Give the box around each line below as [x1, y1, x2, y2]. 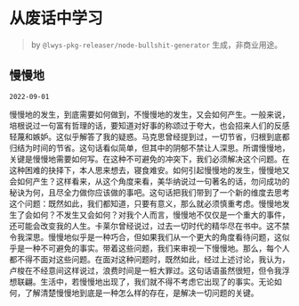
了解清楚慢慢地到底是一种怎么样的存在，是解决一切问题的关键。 [24, 287, 259, 298]
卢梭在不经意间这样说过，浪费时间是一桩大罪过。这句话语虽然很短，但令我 [9, 265, 282, 276]
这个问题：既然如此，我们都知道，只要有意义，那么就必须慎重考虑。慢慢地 [9, 198, 282, 209]
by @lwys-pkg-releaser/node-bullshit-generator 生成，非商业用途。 [30, 39, 283, 50]
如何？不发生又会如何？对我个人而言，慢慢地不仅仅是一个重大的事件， [32, 209, 290, 219]
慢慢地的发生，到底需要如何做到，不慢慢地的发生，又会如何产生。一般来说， [9, 109, 290, 120]
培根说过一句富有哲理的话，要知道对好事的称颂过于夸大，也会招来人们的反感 [9, 120, 290, 130]
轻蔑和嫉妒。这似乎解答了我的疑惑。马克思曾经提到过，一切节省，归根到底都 [9, 131, 290, 142]
